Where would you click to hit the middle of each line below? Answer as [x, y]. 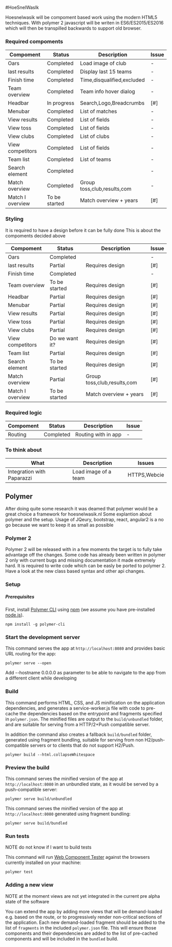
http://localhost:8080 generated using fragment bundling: [68, 814]
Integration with [27, 472]
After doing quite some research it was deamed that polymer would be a [81, 509]
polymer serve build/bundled [36, 824]
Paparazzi [20, 478]
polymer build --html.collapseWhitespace [50, 755]
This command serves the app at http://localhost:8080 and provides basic [85, 648]
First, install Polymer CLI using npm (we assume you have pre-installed [80, 610]
